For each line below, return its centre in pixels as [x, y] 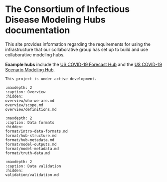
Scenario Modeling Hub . [30, 70]
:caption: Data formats [30, 122]
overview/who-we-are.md [30, 101]
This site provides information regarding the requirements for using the [78, 44]
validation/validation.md [32, 175]
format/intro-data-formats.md [37, 131]
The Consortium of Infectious [68, 9]
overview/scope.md [24, 105]
